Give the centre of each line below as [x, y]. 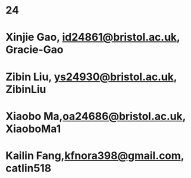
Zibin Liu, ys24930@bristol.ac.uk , [91, 77]
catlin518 [28, 168]
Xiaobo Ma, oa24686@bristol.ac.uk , [96, 116]
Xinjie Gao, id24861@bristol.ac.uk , [93, 37]
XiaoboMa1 [33, 129]
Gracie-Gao [34, 50]
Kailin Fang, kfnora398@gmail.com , [95, 155]
